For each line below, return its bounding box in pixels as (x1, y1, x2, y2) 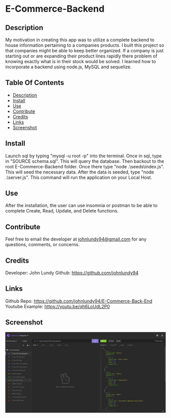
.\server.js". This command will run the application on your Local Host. (5, 174, 153, 181)
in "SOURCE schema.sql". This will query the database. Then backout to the (5, 158, 164, 164)
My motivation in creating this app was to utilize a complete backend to (5, 37, 155, 43)
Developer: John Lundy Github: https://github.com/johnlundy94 (5, 270, 139, 276)
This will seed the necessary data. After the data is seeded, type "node (5, 169, 154, 175)
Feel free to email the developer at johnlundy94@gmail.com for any (5, 236, 147, 242)
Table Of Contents (5, 78, 65, 87)
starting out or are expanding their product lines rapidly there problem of (5, 53, 158, 59)
